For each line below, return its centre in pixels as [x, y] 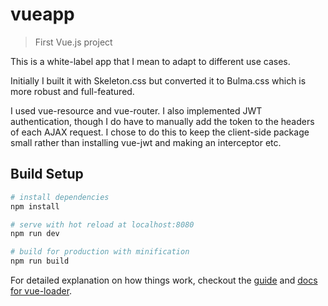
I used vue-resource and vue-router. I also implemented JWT [136, 110]
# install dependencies [60, 197]
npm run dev [35, 234]
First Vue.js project [73, 42]
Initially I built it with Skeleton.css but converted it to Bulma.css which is [158, 80]
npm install [35, 206]
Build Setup [47, 174]
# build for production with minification [100, 252]
